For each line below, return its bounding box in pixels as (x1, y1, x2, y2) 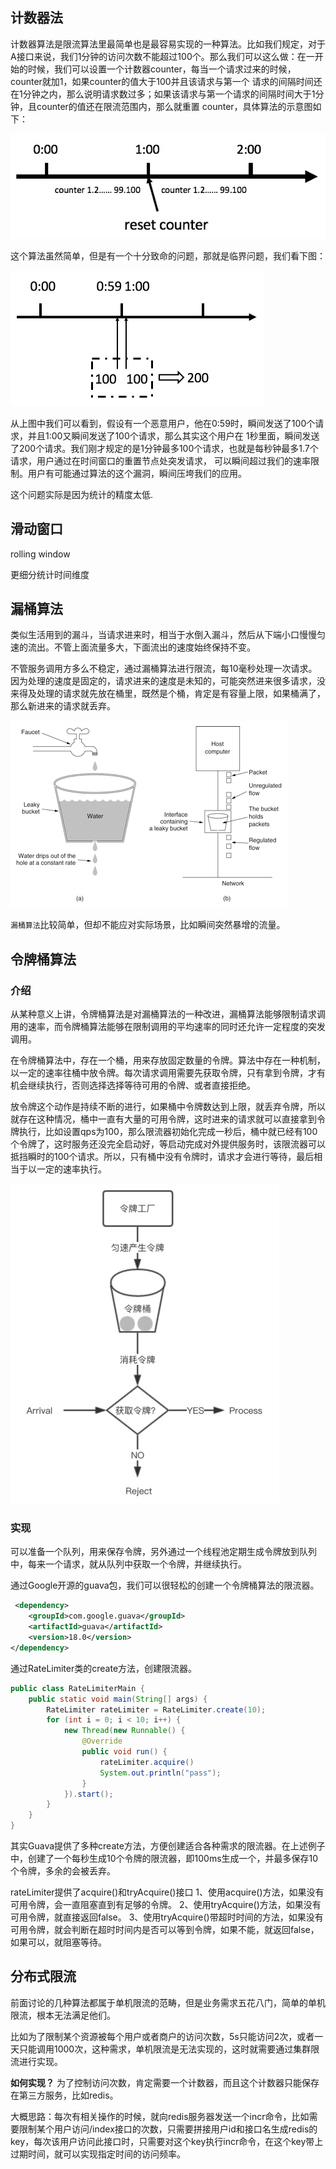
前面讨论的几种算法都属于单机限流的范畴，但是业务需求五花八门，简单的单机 (10, 1996, 326, 2008)
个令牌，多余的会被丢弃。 (10, 1865, 116, 1877)
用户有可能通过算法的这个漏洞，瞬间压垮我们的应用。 (27, 467, 247, 479)
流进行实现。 (10, 2055, 63, 2067)
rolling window (10, 548, 71, 560)
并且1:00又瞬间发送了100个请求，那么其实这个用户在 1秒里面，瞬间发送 (27, 429, 320, 442)
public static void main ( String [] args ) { (28, 1694, 208, 1704)
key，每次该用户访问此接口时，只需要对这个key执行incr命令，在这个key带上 (10, 2135, 324, 2147)
